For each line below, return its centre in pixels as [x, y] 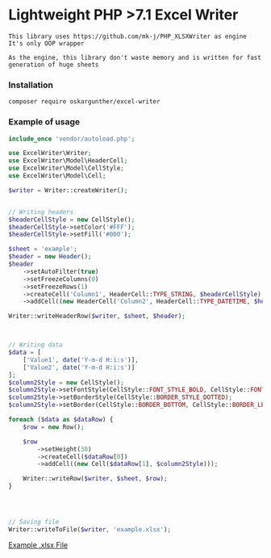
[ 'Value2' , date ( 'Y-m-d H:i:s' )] [79, 367]
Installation [31, 85]
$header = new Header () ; [50, 257]
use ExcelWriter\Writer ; [50, 153]
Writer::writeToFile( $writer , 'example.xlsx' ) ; [90, 529]
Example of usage [44, 122]
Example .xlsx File [38, 545]
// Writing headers [41, 212]
